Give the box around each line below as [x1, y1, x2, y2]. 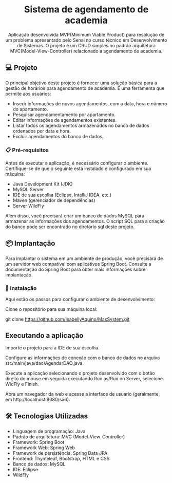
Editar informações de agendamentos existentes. [12, 117, 117, 123]
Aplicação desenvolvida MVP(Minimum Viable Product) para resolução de [8, 31, 165, 38]
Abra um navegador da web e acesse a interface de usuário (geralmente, [5, 391, 160, 397]
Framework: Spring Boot [12, 439, 65, 445]
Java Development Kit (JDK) [12, 181, 73, 187]
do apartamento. [12, 106, 48, 112]
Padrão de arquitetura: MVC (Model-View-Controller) [12, 433, 125, 440]
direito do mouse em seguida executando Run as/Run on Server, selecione [5, 375, 163, 381]
